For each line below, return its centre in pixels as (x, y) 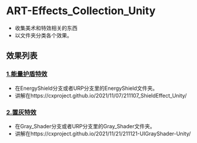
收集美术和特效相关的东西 (46, 28)
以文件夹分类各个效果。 (43, 35)
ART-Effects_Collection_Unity (81, 11)
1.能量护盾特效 (27, 74)
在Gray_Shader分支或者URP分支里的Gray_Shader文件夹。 (85, 126)
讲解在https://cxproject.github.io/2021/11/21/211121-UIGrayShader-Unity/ (103, 134)
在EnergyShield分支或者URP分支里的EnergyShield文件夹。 (86, 88)
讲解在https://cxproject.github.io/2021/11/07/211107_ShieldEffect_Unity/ (101, 95)
